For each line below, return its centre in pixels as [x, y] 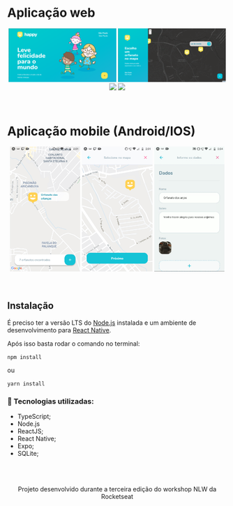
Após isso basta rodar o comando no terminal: [74, 344]
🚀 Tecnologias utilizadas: [51, 401]
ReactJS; [30, 431]
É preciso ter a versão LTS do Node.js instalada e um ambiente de [102, 323]
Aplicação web [51, 13]
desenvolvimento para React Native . [59, 330]
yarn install [26, 384]
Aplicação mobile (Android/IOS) [102, 131]
